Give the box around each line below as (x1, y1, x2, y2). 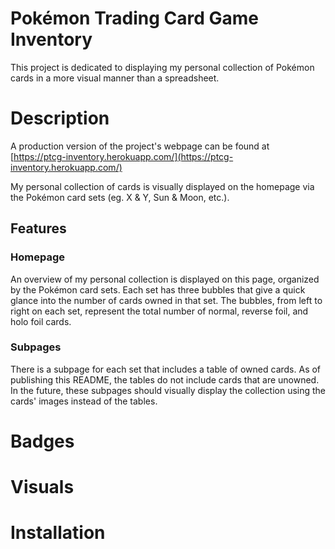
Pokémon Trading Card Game (10, 7, 260, 30)
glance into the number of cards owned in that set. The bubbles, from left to (10, 294, 323, 306)
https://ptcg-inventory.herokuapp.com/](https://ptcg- (13, 150, 234, 162)
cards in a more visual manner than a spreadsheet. (10, 72, 220, 84)
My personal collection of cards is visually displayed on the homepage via (10, 180, 315, 192)
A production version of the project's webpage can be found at (10, 140, 270, 152)
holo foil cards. (10, 315, 72, 327)
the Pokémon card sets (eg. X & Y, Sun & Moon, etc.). (10, 191, 230, 203)
